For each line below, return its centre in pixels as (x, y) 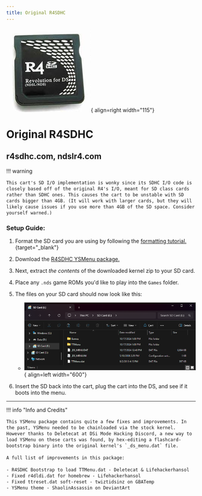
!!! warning (20, 171)
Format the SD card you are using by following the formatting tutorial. (101, 241)
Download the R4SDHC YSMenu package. (67, 259)
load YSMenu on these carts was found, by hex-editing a (79, 439)
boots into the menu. (41, 392)
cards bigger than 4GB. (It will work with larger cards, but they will (99, 201)
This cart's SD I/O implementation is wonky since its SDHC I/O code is (99, 183)
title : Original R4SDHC (36, 13)
